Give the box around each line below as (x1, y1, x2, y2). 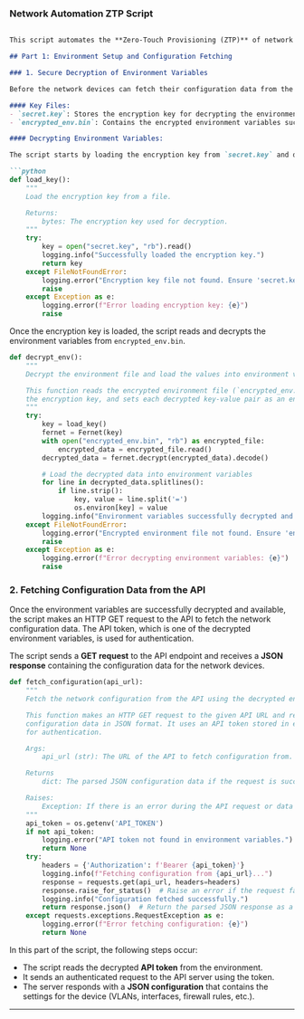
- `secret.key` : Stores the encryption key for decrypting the (9, 110, 253, 119)
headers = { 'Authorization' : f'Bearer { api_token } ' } (42, 861, 245, 871)
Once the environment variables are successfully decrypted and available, (9, 605, 287, 615)
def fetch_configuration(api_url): (9, 678, 144, 687)
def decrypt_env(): (9, 353, 83, 362)
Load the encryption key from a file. (25, 192, 172, 201)
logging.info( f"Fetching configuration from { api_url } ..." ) (42, 869, 273, 878)
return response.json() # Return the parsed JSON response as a (42, 903, 294, 912)
